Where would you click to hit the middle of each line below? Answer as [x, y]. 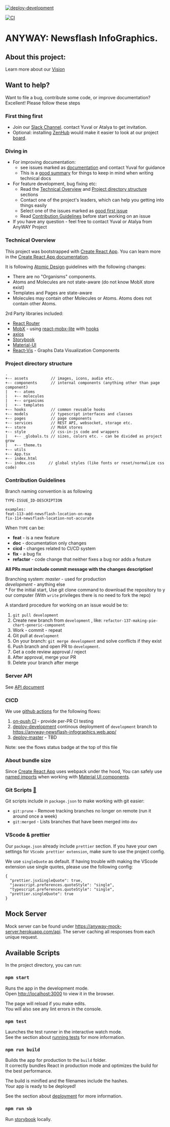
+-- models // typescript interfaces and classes [69, 414]
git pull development [35, 616]
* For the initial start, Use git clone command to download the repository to [83, 590]
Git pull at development [36, 635]
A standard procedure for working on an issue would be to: [67, 605]
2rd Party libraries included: [34, 313]
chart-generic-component [39, 625]
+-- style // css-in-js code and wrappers [62, 432]
